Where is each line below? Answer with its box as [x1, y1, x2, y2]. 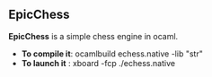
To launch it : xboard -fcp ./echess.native [21, 57, 176, 68]
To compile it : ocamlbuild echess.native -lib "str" [21, 48, 203, 59]
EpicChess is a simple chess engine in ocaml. [8, 30, 179, 41]
